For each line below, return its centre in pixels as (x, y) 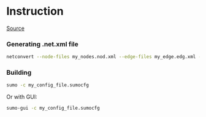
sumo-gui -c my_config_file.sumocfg (53, 108)
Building (19, 73)
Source (15, 28)
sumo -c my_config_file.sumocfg (48, 85)
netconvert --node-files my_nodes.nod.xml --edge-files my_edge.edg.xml (101, 57)
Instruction (35, 11)
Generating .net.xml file (42, 44)
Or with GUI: (22, 97)
